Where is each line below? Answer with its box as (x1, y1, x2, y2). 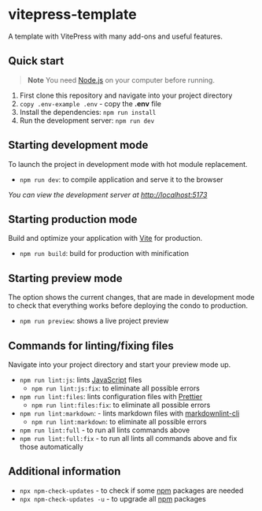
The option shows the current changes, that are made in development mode (8, 293, 255, 302)
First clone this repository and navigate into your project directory (19, 91, 233, 100)
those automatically (19, 442, 84, 451)
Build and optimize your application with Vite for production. (8, 234, 203, 243)
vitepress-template (8, 6, 137, 24)
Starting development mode (8, 139, 149, 152)
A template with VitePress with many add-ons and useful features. (8, 31, 223, 41)
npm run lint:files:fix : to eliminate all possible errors (31, 400, 211, 409)
